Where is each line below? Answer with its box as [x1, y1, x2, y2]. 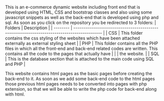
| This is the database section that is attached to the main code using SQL [5, 56, 155, 61]
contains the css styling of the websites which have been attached [5, 35, 140, 41]
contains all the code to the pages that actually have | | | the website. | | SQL [5, 51, 160, 57]
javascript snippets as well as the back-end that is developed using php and [5, 15, 159, 20]
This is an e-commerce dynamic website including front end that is [5, 4, 140, 10]
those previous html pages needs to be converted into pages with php [5, 81, 147, 87]
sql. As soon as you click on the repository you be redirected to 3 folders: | [5, 20, 156, 25]
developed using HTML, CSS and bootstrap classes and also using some [5, 9, 152, 15]
